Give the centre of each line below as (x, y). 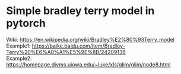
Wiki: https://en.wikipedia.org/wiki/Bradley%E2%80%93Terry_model (90, 39)
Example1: (18, 46)
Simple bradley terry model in (80, 11)
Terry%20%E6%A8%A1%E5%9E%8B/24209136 (66, 52)
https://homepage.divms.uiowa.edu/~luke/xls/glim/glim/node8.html (88, 64)
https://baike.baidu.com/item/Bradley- (79, 46)
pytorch (26, 23)
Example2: (19, 58)
